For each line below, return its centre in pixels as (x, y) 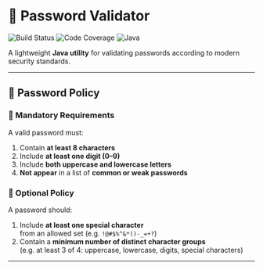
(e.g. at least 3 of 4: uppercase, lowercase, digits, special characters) (131, 250)
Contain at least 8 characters (67, 147)
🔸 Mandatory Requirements (61, 115)
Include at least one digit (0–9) (70, 156)
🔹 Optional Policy (41, 193)
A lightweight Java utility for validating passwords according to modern (124, 52)
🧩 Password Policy (54, 93)
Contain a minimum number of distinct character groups (112, 241)
